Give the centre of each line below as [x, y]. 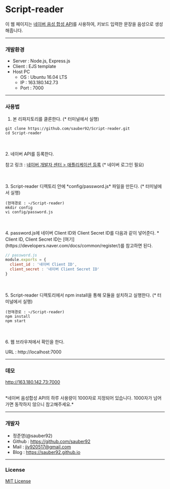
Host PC [21, 72]
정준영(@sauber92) [32, 436]
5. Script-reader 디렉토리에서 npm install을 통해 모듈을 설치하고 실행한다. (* [81, 295]
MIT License [18, 481]
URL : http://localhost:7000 [33, 352]
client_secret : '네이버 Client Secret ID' [55, 269]
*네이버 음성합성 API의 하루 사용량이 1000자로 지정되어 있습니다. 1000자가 [79, 398]
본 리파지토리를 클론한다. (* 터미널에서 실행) [56, 119]
